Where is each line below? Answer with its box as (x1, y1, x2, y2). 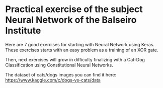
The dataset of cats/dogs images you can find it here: (5, 71, 117, 77)
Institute (5, 25, 41, 36)
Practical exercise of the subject (5, 4, 143, 15)
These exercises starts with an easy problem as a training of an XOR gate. (5, 47, 158, 53)
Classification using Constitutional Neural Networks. (5, 62, 113, 68)
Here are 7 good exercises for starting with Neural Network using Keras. (5, 41, 155, 47)
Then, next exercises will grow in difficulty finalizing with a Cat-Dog (5, 56, 145, 62)
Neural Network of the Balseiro (5, 14, 137, 26)
